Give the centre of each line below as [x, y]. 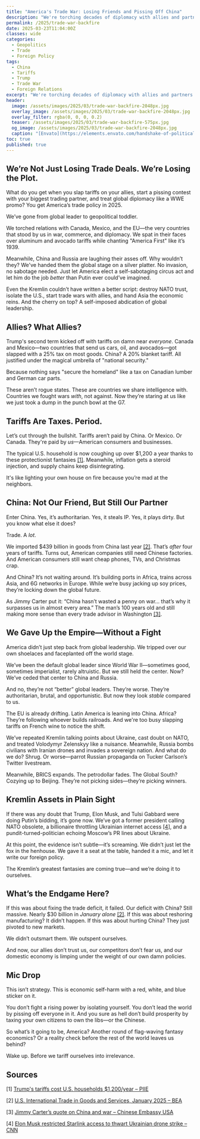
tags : [13, 61]
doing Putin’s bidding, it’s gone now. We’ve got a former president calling [95, 820]
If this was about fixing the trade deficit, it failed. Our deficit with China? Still [99, 908]
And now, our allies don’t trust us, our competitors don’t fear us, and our [95, 950]
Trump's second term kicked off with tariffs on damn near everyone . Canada [100, 342]
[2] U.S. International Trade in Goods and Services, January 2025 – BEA [94, 1100]
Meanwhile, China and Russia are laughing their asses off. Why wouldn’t [95, 259]
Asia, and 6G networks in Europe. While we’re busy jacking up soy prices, [96, 583]
